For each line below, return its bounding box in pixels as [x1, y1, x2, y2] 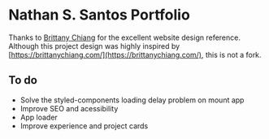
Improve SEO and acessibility [20, 103, 119, 113]
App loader [20, 112, 59, 122]
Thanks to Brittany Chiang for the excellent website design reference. [8, 33, 241, 42]
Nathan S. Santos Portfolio [8, 6, 191, 24]
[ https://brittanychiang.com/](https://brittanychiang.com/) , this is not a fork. [8, 50, 262, 59]
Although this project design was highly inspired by [8, 41, 180, 50]
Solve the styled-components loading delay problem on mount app [20, 95, 245, 105]
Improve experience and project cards [20, 120, 149, 131]
